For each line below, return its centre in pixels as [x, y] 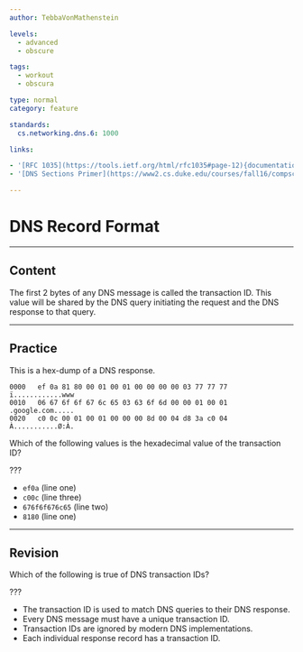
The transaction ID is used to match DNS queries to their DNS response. [156, 610]
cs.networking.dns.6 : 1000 [68, 133]
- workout [36, 76]
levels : [24, 34]
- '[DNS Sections [42, 174]
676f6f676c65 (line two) [65, 507]
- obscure [36, 51]
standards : [30, 124]
